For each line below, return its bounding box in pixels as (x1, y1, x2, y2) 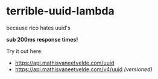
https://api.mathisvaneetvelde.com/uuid (14, 59, 115, 66)
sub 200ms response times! (6, 36, 78, 43)
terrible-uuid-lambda (6, 4, 115, 18)
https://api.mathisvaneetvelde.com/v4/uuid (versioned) (14, 65, 153, 73)
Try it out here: (6, 47, 43, 55)
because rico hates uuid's (6, 24, 71, 31)
